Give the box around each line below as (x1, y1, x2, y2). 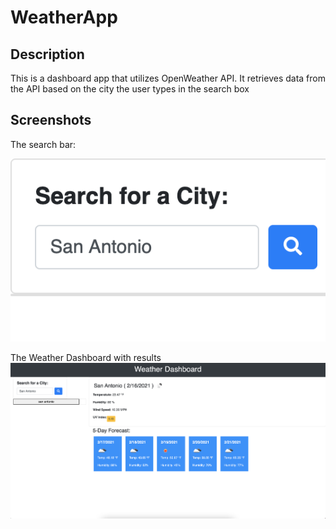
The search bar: (10, 138, 77, 150)
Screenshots (10, 112, 92, 129)
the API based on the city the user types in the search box (10, 83, 250, 95)
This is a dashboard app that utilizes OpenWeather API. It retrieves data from (10, 72, 326, 84)
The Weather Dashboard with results (10, 351, 162, 363)
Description (10, 46, 85, 63)
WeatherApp (10, 6, 118, 29)
